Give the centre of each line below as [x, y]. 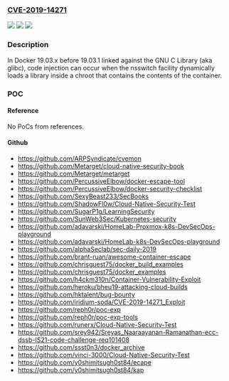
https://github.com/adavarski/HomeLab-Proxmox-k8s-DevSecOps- [116, 226]
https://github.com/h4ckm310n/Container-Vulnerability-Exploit [109, 279]
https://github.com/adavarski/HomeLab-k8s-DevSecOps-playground [119, 241]
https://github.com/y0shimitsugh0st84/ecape [84, 362]
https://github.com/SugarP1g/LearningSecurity [86, 211]
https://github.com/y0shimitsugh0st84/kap [81, 370]
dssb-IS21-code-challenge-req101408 [74, 340]
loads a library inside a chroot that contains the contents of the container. [115, 75]
